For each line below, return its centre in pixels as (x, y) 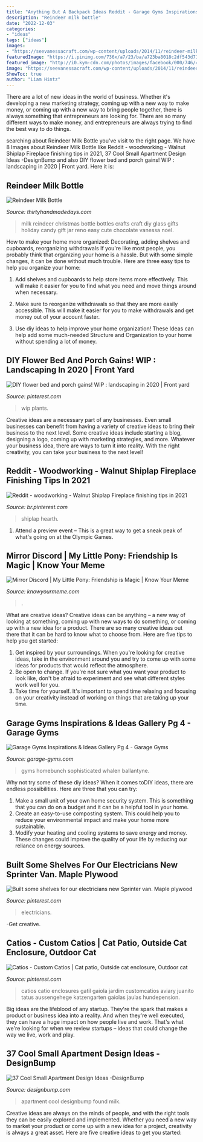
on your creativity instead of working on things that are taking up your (102, 698)
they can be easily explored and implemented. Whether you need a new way (101, 1120)
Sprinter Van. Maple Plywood (62, 874)
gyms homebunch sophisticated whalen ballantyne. (85, 771)
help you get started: (32, 641)
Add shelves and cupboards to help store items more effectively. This (101, 279)
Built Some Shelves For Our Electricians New (92, 865)
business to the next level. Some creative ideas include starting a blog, (94, 432)
